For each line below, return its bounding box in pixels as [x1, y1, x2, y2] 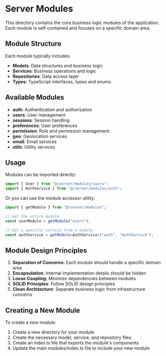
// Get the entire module [5, 214, 59, 219]
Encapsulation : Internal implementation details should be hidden [12, 270, 146, 276]
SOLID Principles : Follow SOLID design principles [12, 281, 115, 287]
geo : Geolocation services [12, 133, 67, 139]
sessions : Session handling [12, 117, 70, 123]
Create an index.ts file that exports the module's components [12, 340, 139, 346]
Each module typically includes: [5, 53, 71, 59]
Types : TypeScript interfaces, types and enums [12, 78, 111, 84]
